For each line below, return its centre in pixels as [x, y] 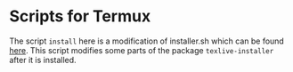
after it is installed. [43, 60]
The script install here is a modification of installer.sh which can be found [147, 41]
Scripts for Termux [80, 16]
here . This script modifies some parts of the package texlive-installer [142, 50]
